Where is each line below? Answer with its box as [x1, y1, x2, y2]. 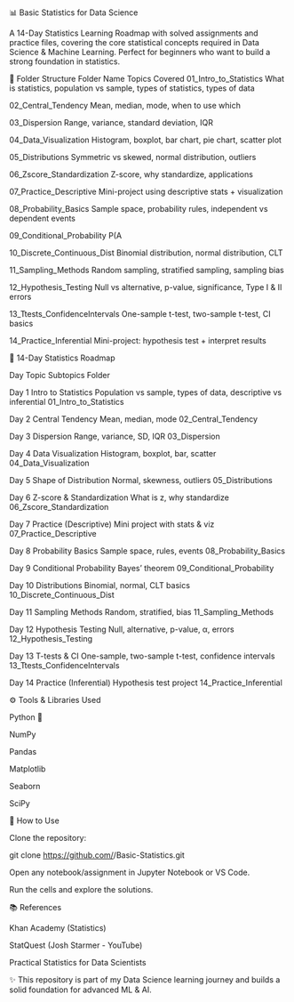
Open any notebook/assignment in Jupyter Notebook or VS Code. [9, 867, 250, 877]
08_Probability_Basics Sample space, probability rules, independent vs [9, 204, 268, 214]
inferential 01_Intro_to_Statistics [9, 397, 124, 407]
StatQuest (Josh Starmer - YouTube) [9, 940, 143, 950]
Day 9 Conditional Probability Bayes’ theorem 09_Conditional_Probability [9, 563, 274, 573]
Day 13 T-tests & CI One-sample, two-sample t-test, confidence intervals [9, 650, 275, 661]
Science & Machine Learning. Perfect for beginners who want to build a [9, 47, 271, 57]
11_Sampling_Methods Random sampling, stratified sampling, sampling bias [9, 265, 284, 275]
